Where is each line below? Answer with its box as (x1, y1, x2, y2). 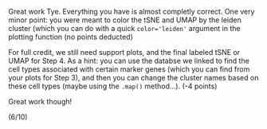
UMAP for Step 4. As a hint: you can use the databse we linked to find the (8, 56, 249, 65)
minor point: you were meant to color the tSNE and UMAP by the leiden (8, 15, 241, 25)
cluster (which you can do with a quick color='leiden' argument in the (8, 24, 241, 33)
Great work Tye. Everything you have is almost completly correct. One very (8, 7, 255, 16)
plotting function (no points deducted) (8, 32, 133, 41)
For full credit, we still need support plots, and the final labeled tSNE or (8, 48, 241, 57)
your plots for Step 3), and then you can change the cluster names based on (8, 73, 259, 82)
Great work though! (8, 97, 73, 106)
